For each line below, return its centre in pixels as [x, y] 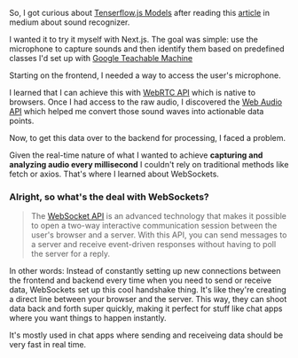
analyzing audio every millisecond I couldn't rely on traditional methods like [149, 164]
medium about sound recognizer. [70, 22]
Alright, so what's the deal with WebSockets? [110, 197]
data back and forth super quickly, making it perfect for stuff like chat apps [146, 308]
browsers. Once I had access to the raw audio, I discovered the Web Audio [145, 102]
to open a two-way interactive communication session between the [154, 226]
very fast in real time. [48, 345]
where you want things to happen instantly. [88, 318]
